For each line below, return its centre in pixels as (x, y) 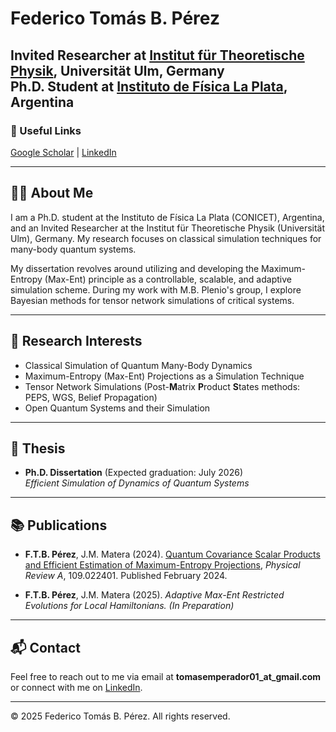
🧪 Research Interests (76, 341)
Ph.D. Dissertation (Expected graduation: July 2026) (133, 473)
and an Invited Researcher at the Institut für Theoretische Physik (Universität (168, 228)
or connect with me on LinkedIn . (76, 687)
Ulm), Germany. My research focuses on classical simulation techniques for (166, 238)
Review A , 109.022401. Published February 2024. (126, 576)
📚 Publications (59, 525)
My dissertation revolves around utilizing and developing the (135, 268)
